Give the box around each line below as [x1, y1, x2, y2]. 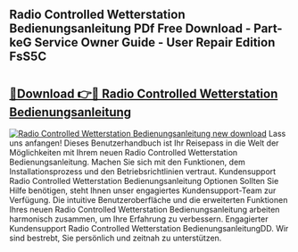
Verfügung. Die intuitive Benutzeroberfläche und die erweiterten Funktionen [9, 195, 288, 205]
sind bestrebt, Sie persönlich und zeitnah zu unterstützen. [9, 232, 222, 243]
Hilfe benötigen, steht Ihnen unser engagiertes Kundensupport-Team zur [9, 185, 277, 196]
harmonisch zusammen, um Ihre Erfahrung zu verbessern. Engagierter [9, 214, 269, 224]
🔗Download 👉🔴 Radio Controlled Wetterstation [9, 86, 278, 101]
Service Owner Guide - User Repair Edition [34, 35, 276, 50]
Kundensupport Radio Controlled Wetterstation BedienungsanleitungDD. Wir [9, 223, 289, 233]
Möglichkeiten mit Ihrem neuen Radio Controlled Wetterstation [9, 147, 238, 157]
